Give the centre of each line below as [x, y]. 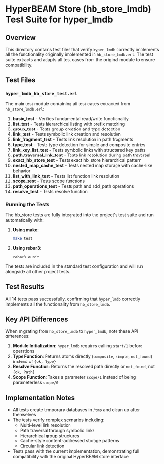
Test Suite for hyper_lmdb [59, 19]
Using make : [25, 230]
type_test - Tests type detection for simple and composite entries [79, 144]
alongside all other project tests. [38, 271]
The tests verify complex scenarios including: [59, 420]
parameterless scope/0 [35, 382]
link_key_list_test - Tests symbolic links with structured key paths [79, 150]
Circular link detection [42, 446]
